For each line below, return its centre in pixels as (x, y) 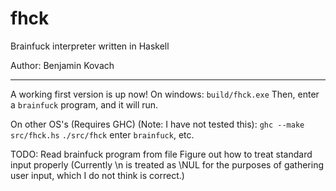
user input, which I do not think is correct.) (97, 175)
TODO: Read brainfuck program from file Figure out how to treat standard (161, 154)
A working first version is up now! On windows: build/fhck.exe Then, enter (165, 94)
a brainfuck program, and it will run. (84, 104)
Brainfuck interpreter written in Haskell (90, 46)
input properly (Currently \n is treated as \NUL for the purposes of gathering (167, 164)
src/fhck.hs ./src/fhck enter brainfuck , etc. (102, 134)
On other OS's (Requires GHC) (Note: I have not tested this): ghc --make (157, 124)
